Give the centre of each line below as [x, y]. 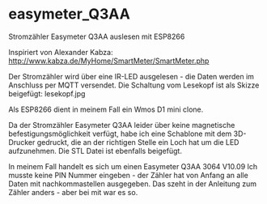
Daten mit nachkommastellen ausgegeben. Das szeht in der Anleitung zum [133, 184]
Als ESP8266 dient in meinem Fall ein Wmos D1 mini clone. [106, 109]
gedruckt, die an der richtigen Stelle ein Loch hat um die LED [138, 142]
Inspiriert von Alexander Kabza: [61, 52]
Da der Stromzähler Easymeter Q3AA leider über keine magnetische [122, 125]
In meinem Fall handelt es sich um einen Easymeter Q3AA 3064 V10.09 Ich [133, 166]
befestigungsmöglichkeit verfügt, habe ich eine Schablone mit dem [120, 134]
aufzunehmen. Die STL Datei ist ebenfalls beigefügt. [95, 151]
